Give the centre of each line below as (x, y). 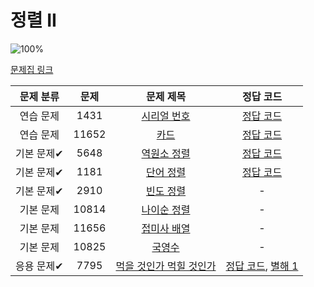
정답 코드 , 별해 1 (262, 266)
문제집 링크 (32, 69)
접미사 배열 (166, 228)
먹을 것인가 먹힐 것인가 (166, 266)
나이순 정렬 (166, 209)
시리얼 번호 (166, 116)
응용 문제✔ (39, 266)
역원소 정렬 (166, 153)
